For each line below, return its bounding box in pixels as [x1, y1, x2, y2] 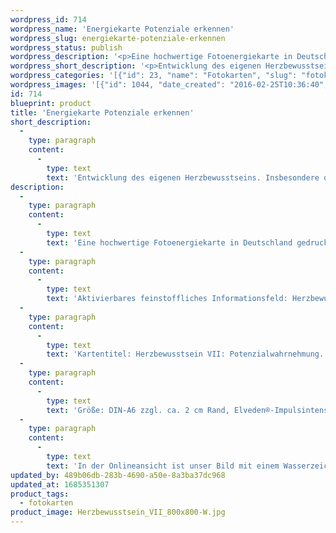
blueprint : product [10, 98, 92, 108]
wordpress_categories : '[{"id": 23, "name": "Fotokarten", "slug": [10, 71, 298, 81]
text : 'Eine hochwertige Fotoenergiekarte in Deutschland [46, 237, 293, 248]
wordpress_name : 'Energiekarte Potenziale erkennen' [10, 24, 235, 34]
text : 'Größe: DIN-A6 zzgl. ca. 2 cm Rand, [46, 405, 230, 415]
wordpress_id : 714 [10, 14, 87, 25]
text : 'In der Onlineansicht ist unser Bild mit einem [46, 461, 280, 471]
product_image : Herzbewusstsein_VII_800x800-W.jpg [10, 507, 226, 518]
